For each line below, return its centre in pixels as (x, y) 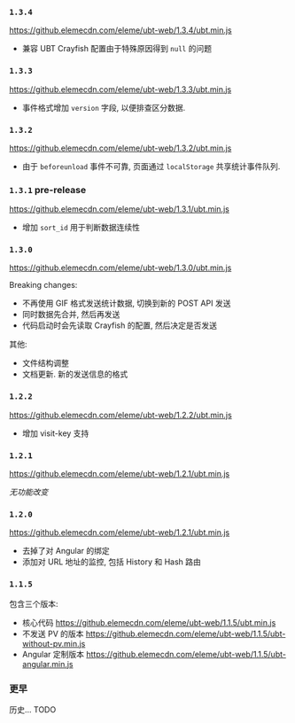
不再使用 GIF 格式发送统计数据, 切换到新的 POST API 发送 (126, 303)
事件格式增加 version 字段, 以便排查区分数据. (104, 107)
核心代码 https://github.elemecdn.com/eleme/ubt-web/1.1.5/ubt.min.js (149, 622)
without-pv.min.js (54, 643)
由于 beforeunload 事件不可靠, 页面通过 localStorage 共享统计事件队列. (151, 166)
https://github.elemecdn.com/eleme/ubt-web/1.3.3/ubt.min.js (120, 89)
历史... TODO (33, 709)
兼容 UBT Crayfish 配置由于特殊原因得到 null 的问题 (117, 49)
